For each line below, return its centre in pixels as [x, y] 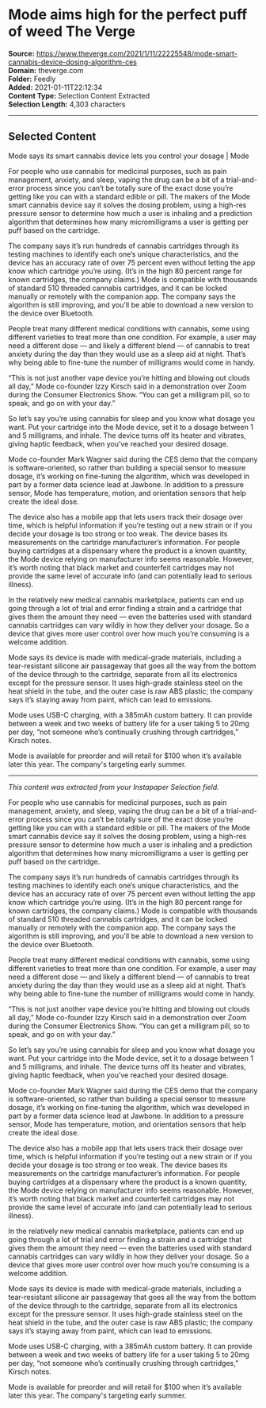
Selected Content [52, 137]
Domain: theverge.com [46, 70]
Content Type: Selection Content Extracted [79, 95]
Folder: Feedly [32, 79]
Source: [22, 53]
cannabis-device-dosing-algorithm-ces [72, 62]
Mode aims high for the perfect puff [128, 15]
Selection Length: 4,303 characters [67, 104]
